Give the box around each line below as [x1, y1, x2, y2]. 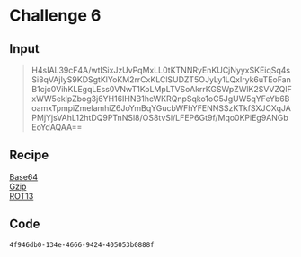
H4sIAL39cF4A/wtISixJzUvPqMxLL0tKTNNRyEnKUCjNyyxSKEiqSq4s [31, 64, 291, 75]
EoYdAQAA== [31, 122, 83, 133]
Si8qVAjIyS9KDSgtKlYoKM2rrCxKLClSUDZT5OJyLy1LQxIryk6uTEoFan [31, 74, 292, 85]
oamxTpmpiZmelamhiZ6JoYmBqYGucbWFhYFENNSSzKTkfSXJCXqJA [31, 103, 292, 113]
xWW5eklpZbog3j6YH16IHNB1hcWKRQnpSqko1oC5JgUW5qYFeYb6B [31, 93, 290, 104]
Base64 [9, 171, 39, 182]
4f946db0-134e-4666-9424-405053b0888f [9, 240, 155, 249]
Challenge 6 [9, 5, 102, 26]
